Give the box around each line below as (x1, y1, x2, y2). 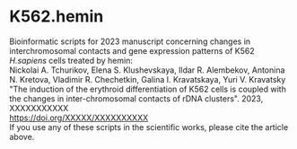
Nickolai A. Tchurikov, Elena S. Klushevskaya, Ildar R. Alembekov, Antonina (9, 65, 285, 75)
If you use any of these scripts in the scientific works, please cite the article (9, 121, 289, 132)
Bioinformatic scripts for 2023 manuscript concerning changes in (9, 36, 251, 47)
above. (9, 131, 35, 142)
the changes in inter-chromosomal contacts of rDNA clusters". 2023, (9, 92, 264, 104)
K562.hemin (9, 6, 104, 27)
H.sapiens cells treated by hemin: (9, 55, 133, 66)
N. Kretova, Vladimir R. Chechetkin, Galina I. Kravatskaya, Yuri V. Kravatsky (9, 74, 286, 84)
